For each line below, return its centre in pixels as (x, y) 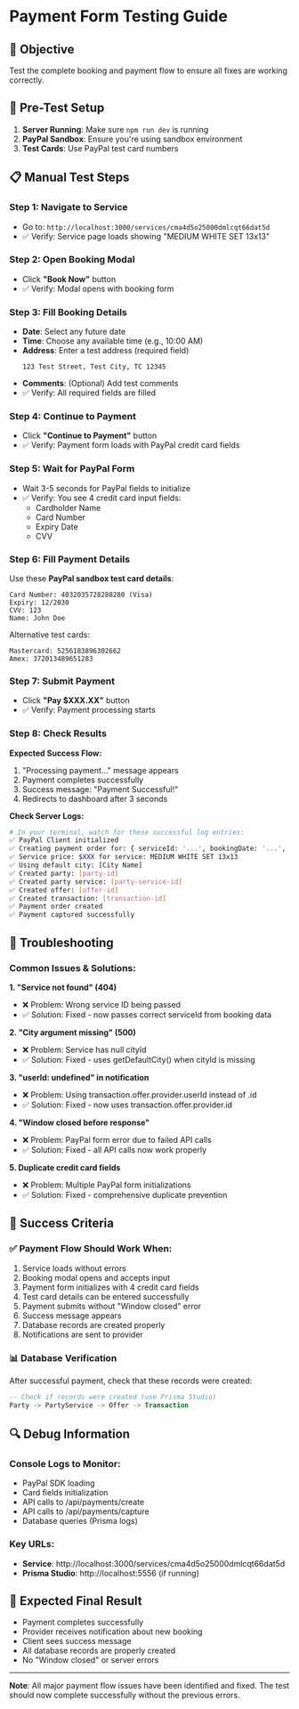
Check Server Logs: (47, 815)
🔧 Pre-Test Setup (57, 108)
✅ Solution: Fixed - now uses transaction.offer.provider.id (127, 1105)
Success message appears (72, 1316)
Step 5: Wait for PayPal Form (72, 469)
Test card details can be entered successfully (105, 1296)
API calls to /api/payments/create (83, 1502)
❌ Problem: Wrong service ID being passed (101, 1004)
